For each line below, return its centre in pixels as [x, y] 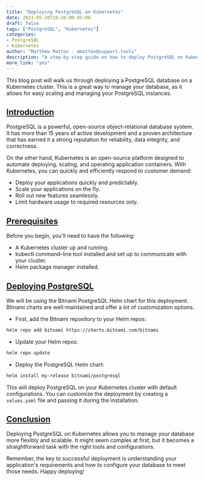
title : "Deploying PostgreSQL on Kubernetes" [65, 12]
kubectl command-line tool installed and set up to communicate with [101, 254]
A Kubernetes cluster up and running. [62, 247]
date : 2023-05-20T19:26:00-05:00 [49, 18]
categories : [21, 35]
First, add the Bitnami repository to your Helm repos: [81, 319]
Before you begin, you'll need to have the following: [71, 236]
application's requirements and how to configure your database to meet [96, 465]
